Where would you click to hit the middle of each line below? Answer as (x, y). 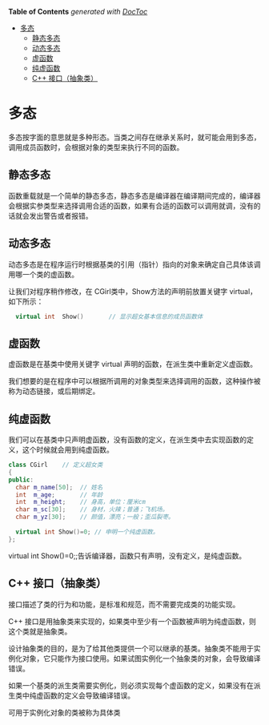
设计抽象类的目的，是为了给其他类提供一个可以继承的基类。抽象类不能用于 (131, 648)
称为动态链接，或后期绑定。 (54, 391)
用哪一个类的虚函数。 (43, 274)
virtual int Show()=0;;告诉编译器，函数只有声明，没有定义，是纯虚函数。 (127, 555)
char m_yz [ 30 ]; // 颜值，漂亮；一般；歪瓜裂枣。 (95, 517)
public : (21, 480)
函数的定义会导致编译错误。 (88, 695)
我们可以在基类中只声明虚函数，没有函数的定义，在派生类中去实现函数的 (127, 440)
